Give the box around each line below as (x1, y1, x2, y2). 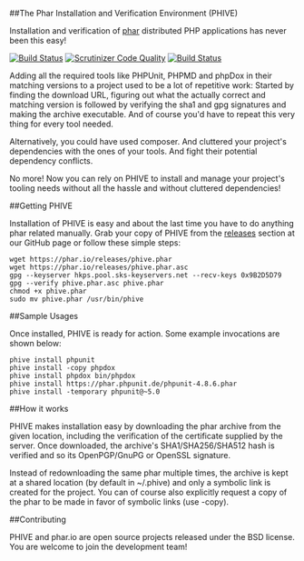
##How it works (9, 404, 69, 414)
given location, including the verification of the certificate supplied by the (9, 431, 283, 441)
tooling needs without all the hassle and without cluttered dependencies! (9, 183, 281, 194)
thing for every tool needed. (9, 118, 113, 129)
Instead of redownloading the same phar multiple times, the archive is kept (9, 467, 289, 478)
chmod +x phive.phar (9, 286, 88, 296)
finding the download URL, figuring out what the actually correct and (9, 90, 266, 100)
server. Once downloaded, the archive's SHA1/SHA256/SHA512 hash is (9, 440, 275, 451)
